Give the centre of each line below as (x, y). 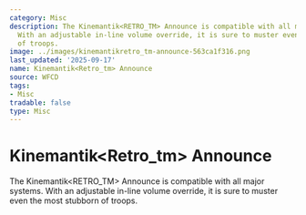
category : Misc (38, 18)
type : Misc (30, 111)
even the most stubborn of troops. (74, 200)
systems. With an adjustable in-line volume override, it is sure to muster (144, 191)
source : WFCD (34, 77)
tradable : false (40, 102)
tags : (20, 86)
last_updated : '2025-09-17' (63, 60)
